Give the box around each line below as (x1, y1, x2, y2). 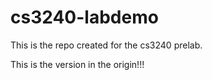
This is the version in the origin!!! (10, 58, 145, 70)
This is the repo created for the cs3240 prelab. (10, 39, 203, 51)
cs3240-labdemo (10, 6, 159, 29)
